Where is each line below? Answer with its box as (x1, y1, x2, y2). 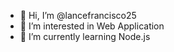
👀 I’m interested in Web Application (19, 20, 165, 32)
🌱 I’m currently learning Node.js (19, 31, 151, 42)
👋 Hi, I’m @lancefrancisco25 (19, 10, 137, 21)
